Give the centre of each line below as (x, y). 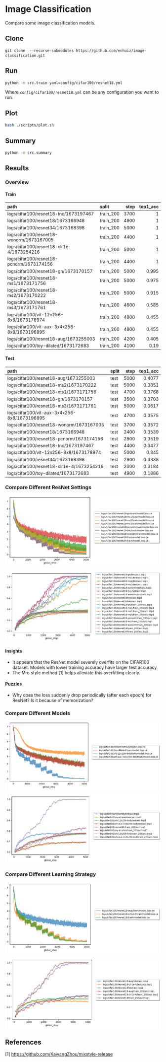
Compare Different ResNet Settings (48, 488)
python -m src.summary (28, 152)
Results (17, 168)
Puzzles (14, 684)
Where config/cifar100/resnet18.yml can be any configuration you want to (82, 92)
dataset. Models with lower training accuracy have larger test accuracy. (85, 667)
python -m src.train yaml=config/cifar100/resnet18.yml (64, 83)
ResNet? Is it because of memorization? (53, 700)
